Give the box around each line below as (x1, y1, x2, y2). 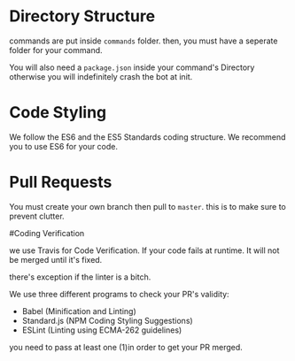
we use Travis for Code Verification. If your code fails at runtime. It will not (9, 245, 280, 256)
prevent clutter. (9, 211, 65, 221)
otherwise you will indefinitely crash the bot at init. (9, 71, 193, 81)
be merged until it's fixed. (9, 254, 103, 265)
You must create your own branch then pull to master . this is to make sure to (9, 201, 286, 211)
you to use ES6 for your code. (9, 141, 118, 151)
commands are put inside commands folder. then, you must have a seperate (9, 35, 278, 46)
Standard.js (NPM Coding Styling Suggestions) (21, 315, 193, 326)
